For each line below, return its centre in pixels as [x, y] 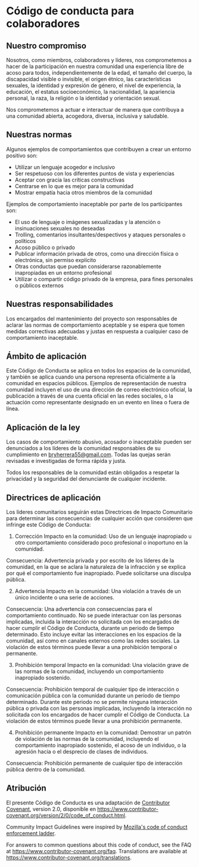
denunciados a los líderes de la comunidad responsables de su [83, 448]
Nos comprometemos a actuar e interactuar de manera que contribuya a [95, 110]
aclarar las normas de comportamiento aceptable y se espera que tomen [96, 325]
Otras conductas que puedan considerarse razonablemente [88, 266]
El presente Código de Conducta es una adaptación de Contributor [88, 803]
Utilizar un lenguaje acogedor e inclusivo [65, 167]
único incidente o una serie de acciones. [64, 598]
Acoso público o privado [45, 247]
